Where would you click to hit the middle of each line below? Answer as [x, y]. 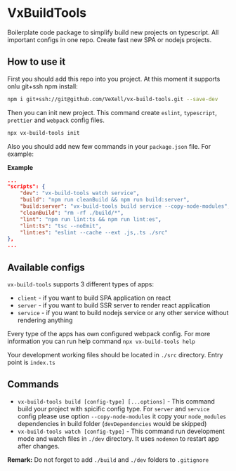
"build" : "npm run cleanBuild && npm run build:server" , [105, 200]
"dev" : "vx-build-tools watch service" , [80, 193]
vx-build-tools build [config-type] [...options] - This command [116, 401]
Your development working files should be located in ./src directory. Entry [115, 354]
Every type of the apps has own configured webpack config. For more [109, 333]
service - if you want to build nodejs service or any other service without [123, 312]
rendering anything [45, 320]
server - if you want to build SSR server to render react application [114, 305]
